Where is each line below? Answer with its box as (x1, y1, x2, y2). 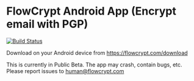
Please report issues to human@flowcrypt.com (6, 67, 124, 74)
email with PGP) (6, 17, 88, 31)
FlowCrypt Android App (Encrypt (6, 4, 177, 18)
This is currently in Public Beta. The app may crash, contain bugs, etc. (6, 61, 182, 68)
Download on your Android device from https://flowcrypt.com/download (6, 49, 188, 56)
